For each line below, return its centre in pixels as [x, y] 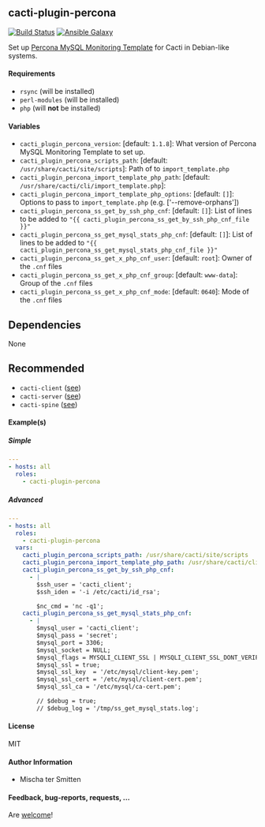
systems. [23, 55]
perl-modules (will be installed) [69, 100]
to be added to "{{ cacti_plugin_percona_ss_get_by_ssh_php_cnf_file [134, 219]
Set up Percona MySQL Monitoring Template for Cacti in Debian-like [119, 47]
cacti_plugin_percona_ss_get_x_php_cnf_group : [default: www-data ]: [129, 275]
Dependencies [45, 325]
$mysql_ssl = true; [69, 665]
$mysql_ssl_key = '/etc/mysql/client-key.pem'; [118, 672]
